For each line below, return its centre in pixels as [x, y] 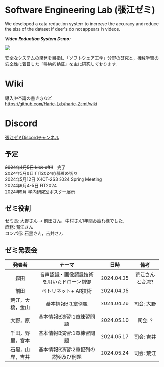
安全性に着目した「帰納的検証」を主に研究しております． [63, 64]
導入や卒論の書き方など [29, 98]
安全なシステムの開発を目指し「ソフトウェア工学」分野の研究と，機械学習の [82, 58]
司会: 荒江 [145, 353]
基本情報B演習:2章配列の [67, 350]
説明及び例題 [67, 357]
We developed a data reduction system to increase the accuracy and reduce [82, 24]
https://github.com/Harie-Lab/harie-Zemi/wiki [51, 104]
